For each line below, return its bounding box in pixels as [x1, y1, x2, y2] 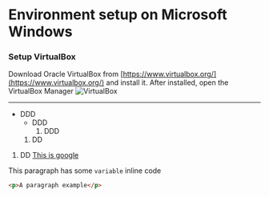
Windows [8, 22, 73, 41]
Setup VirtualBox [8, 51, 76, 62]
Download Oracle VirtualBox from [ [8, 70, 123, 79]
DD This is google [19, 151, 79, 160]
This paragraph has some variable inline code [8, 166, 162, 175]
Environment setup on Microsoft [8, 6, 227, 24]
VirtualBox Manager [8, 86, 74, 96]
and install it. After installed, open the [106, 78, 229, 87]
